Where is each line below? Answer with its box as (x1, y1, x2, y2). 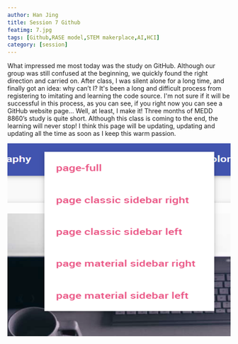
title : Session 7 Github (7, 18, 81, 26)
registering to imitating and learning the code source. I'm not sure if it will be (7, 92, 230, 101)
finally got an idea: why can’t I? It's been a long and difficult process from (7, 84, 222, 93)
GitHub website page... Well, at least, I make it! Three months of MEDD (7, 107, 213, 115)
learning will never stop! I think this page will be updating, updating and (7, 122, 215, 130)
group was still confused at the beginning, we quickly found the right (7, 69, 208, 78)
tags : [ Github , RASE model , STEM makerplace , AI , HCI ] (7, 34, 160, 41)
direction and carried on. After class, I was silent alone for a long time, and (7, 76, 225, 85)
